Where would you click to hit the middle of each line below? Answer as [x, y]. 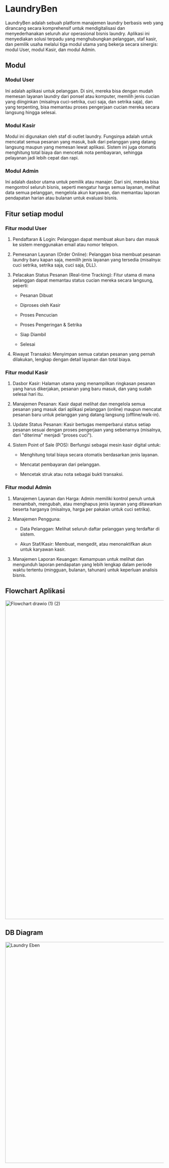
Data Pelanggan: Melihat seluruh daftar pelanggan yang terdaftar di [90, 528]
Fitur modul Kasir [27, 373]
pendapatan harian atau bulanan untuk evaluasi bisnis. [62, 198]
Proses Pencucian [39, 315]
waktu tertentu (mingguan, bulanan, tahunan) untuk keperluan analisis [85, 570]
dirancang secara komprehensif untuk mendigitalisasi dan [65, 28]
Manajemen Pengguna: [36, 519]
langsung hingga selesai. [31, 112]
